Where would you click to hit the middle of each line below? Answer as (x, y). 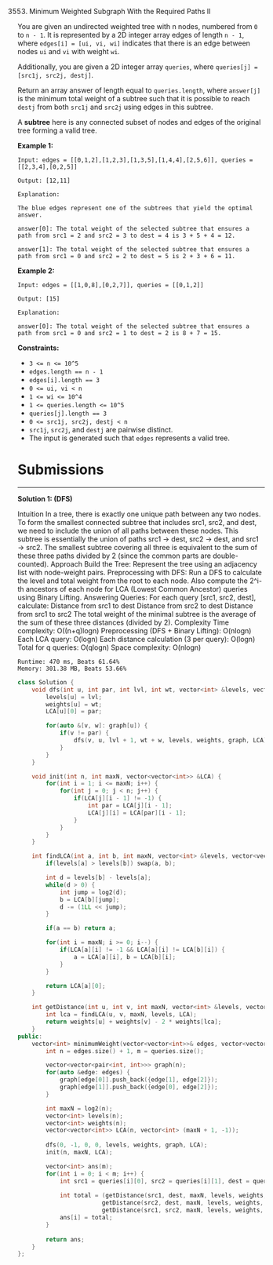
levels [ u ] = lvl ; (74, 697)
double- (226, 556)
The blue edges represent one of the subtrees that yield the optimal (135, 208)
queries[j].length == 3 (68, 414)
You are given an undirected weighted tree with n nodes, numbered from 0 (138, 26)
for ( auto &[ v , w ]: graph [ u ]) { (97, 726)
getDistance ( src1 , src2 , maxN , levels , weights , (183, 1210)
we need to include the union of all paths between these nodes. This (128, 530)
